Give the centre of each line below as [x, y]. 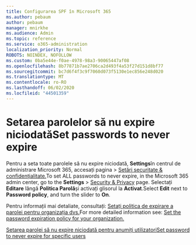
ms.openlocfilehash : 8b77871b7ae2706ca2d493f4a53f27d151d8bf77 [85, 66]
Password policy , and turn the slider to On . [58, 195]
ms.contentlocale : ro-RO [36, 83]
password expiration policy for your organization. [65, 218]
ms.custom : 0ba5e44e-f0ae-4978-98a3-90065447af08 [68, 60]
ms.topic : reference [31, 39]
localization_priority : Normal [44, 50]
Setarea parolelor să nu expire [80, 122]
